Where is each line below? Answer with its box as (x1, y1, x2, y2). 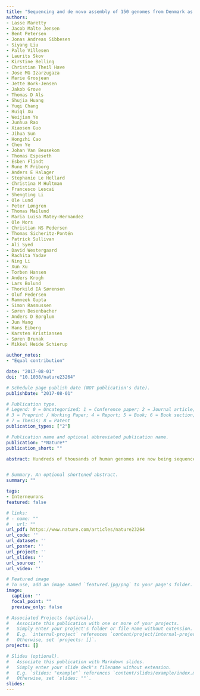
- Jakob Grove (6, 86, 42, 92)
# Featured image (6, 576, 49, 582)
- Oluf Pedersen (6, 292, 46, 298)
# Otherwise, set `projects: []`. (6, 637, 97, 643)
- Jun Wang (6, 319, 33, 325)
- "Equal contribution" (6, 358, 65, 364)
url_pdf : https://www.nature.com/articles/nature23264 (6, 527, 145, 533)
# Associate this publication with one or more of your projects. (6, 620, 180, 626)
